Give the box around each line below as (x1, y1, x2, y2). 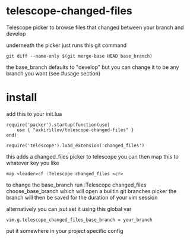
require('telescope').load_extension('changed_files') (6, 143, 145, 149)
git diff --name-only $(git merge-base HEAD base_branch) (6, 53, 153, 59)
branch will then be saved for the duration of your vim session (6, 194, 158, 201)
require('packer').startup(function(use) (6, 122, 110, 128)
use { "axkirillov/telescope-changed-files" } (17, 127, 134, 133)
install (6, 91, 37, 105)
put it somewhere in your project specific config (6, 227, 123, 234)
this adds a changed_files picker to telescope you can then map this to (6, 153, 179, 160)
